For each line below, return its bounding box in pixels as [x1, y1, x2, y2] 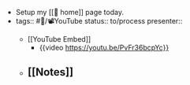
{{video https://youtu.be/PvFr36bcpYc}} [39, 43, 170, 52]
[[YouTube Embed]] [27, 35, 91, 43]
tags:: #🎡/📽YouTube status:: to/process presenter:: [15, 17, 183, 25]
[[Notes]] [27, 65, 73, 79]
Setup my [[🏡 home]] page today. [15, 8, 125, 17]
